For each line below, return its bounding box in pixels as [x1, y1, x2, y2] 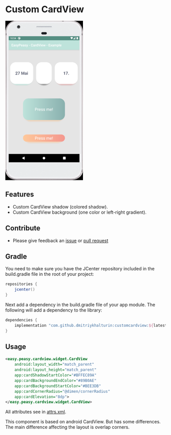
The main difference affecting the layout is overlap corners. [5, 424, 130, 430]
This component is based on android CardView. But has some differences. [5, 419, 161, 425]
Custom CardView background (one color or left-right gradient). [12, 209, 147, 215]
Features [5, 190, 34, 199]
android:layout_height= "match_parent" [14, 367, 97, 373]
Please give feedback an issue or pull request [12, 237, 108, 243]
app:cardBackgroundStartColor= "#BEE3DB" [14, 383, 101, 389]
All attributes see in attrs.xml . [5, 409, 67, 415]
